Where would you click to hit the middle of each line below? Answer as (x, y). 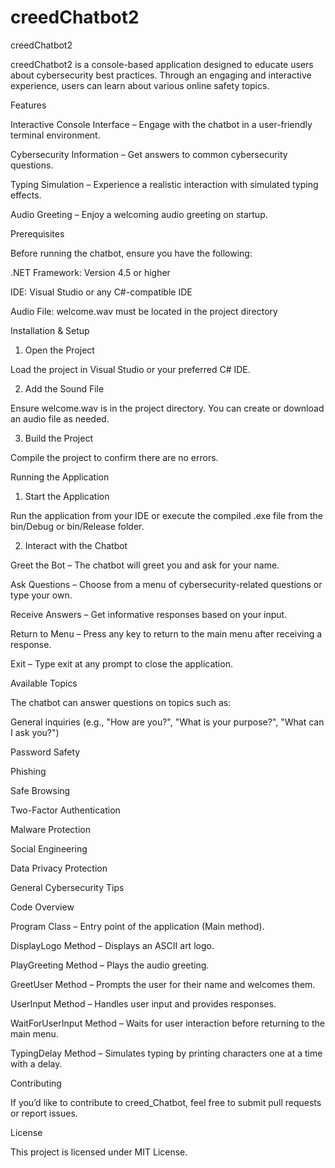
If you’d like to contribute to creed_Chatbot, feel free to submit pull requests (166, 1102)
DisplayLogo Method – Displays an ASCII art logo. (112, 945)
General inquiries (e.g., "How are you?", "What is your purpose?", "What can (167, 722)
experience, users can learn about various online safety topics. (140, 85)
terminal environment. (55, 135)
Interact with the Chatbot (76, 545)
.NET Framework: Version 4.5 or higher (90, 272)
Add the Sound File (64, 388)
